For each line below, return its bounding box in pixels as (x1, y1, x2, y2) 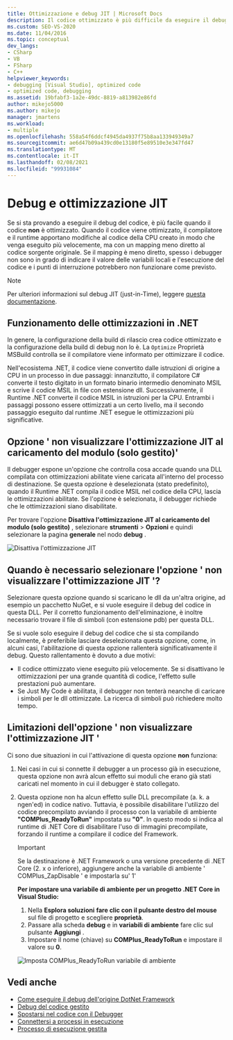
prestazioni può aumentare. (17, 680, 96, 687)
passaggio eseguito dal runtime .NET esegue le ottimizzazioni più (7, 408, 194, 417)
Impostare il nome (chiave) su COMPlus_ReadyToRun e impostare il (27, 935, 223, 943)
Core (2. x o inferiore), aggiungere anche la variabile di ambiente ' (17, 864, 206, 872)
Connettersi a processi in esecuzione (17, 1017, 123, 1025)
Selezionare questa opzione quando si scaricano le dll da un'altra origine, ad (7, 593, 226, 602)
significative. (7, 415, 44, 424)
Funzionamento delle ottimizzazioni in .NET (7, 317, 199, 329)
